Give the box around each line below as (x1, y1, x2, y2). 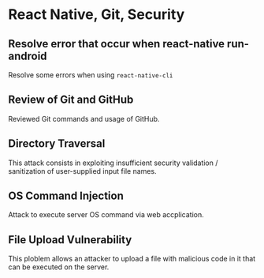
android (8, 49, 47, 62)
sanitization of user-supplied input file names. (8, 166, 157, 175)
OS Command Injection (8, 190, 124, 203)
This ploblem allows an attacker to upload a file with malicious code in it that (8, 254, 256, 264)
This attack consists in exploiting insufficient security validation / (8, 158, 218, 167)
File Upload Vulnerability (8, 233, 132, 246)
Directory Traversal (8, 137, 106, 151)
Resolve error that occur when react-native (8, 37, 225, 51)
